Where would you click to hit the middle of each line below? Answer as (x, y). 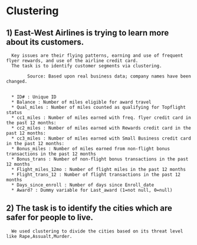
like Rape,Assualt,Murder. (39, 236)
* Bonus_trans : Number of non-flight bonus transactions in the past (100, 159)
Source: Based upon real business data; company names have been (109, 76)
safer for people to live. (50, 217)
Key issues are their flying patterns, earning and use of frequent (97, 56)
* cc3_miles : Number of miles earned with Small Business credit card (101, 138)
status (14, 112)
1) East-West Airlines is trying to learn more (88, 33)
